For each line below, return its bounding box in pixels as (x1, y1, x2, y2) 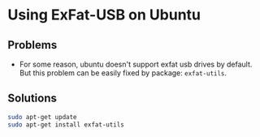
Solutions (7, 92, 58, 105)
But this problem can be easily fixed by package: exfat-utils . (19, 68, 227, 78)
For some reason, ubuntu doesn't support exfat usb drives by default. (19, 59, 253, 69)
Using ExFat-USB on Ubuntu (7, 6, 201, 24)
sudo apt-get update (7, 113, 78, 121)
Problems (7, 38, 58, 52)
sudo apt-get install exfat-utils (7, 120, 125, 129)
